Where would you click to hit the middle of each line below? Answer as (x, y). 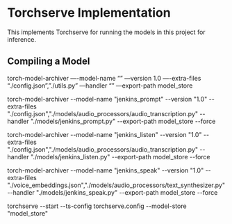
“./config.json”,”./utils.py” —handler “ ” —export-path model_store (100, 86)
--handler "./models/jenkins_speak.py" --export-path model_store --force (113, 192)
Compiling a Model (49, 62)
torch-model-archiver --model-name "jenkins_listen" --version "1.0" (105, 134)
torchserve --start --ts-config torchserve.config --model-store (97, 206)
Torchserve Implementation (89, 13)
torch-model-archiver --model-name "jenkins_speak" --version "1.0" (106, 170)
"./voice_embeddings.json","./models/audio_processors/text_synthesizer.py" (116, 185)
